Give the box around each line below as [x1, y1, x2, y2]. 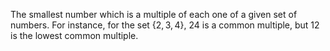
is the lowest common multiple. [10, 30, 139, 41]
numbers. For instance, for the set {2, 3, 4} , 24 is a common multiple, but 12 [10, 19, 320, 31]
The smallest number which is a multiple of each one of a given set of [10, 9, 298, 20]
